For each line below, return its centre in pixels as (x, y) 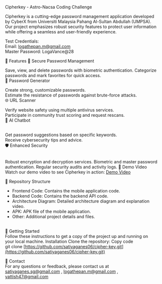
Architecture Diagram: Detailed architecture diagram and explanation (81, 201)
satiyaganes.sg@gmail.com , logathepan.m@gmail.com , (62, 271)
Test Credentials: (22, 41)
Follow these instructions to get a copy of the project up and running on (77, 236)
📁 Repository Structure (28, 181)
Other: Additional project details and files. (54, 217)
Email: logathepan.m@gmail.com (38, 46)
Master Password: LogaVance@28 (40, 51)
